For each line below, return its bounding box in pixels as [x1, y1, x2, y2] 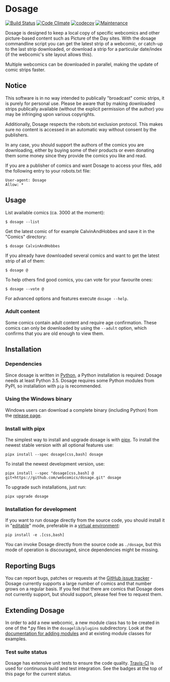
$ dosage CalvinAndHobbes [5, 243, 60, 248]
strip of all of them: [5, 258, 45, 264]
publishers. [5, 132, 29, 138]
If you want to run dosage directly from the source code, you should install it [5, 517, 165, 523]
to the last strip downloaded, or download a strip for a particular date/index [5, 46, 162, 52]
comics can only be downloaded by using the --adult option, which [5, 325, 147, 331]
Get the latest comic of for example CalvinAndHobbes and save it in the [5, 228, 155, 234]
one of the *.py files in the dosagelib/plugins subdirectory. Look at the [5, 625, 152, 631]
